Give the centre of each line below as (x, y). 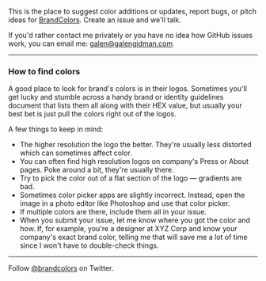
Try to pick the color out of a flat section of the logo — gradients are (131, 178)
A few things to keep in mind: (56, 129)
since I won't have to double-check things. (89, 245)
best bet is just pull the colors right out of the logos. (92, 114)
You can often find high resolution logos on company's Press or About (134, 161)
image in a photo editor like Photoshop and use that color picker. (125, 203)
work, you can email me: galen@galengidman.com (91, 44)
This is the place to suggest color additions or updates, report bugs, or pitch (133, 11)
